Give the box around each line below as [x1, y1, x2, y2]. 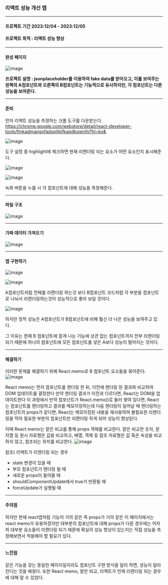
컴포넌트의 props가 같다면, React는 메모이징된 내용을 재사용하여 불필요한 [5, 409, 147, 415]
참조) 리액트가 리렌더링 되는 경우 [5, 449, 68, 455]
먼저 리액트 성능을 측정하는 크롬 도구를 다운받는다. [5, 117, 103, 123]
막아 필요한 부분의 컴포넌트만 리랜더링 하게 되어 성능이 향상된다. [14, 415, 138, 421]
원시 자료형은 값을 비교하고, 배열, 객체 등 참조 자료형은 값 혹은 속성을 [19, 432, 153, 438]
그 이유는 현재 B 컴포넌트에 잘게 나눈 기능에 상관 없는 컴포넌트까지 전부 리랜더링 [5, 333, 160, 339]
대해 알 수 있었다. [10, 574, 44, 580]
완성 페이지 [5, 54, 26, 60]
